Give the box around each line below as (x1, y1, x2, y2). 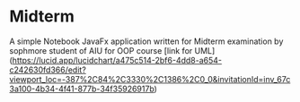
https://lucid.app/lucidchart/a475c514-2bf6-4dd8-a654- (12, 55, 223, 65)
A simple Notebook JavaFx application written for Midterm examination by (9, 36, 284, 47)
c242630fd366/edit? (9, 64, 87, 75)
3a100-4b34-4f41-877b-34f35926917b (9, 83, 154, 94)
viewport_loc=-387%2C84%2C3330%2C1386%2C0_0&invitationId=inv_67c (9, 73, 291, 84)
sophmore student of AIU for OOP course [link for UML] (9, 45, 216, 55)
